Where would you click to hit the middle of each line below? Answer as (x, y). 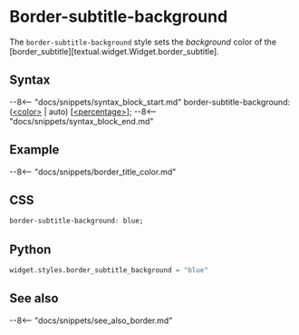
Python (30, 249)
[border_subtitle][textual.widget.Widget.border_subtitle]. (114, 51)
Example (34, 150)
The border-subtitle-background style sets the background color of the (143, 42)
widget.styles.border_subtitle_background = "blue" (109, 271)
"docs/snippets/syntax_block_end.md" (82, 121)
